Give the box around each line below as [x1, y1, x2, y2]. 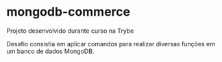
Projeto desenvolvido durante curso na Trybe [6, 27, 134, 35]
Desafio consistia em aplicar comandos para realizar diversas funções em [6, 40, 215, 48]
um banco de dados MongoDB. [6, 47, 95, 55]
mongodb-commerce [6, 4, 131, 20]
